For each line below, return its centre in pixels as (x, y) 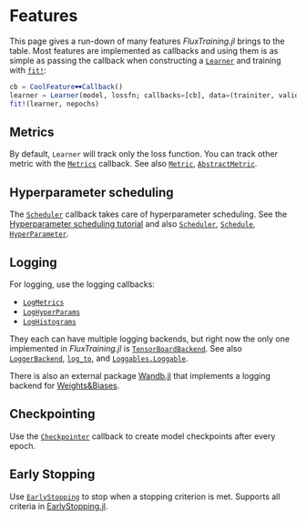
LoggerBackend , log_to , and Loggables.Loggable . (99, 358)
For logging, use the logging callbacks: (82, 284)
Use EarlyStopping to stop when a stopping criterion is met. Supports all (145, 496)
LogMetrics (43, 302)
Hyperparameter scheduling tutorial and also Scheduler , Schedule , (133, 224)
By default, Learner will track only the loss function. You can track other (143, 154)
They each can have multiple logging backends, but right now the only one (149, 339)
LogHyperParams (51, 312)
